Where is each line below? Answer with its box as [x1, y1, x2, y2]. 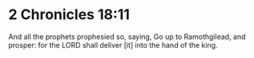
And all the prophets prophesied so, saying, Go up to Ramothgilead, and [8, 32, 246, 41]
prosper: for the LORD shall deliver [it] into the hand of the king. [8, 40, 218, 49]
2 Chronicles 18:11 [8, 6, 131, 24]
